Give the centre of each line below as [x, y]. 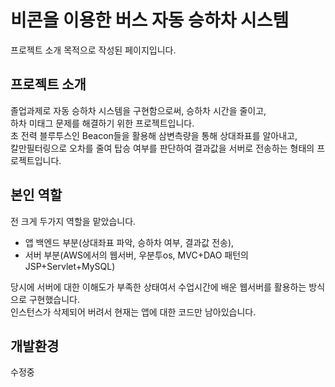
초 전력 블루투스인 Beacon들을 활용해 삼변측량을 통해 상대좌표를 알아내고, [154, 135]
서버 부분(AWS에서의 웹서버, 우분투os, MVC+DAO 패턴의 [136, 255]
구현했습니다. [54, 299]
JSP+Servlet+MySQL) [70, 266]
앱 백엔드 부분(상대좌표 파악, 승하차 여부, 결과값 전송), [129, 242]
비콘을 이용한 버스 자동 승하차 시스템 [150, 20]
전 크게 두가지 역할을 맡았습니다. [73, 221]
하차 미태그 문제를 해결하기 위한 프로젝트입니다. [102, 123]
